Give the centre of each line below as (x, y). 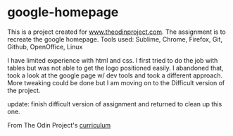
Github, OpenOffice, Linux (45, 47)
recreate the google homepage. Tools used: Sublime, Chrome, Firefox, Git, (115, 39)
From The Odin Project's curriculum (59, 125)
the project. (24, 90)
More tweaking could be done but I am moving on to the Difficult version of (116, 82)
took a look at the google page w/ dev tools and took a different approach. (115, 75)
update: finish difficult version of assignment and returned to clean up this (115, 104)
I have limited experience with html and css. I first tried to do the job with (113, 60)
